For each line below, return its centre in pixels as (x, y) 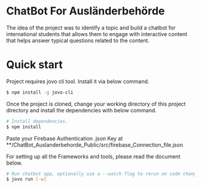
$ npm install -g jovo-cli (40, 92)
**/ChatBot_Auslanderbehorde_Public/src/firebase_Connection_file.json (95, 145)
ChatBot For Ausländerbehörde (86, 11)
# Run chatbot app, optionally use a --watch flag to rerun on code (93, 174)
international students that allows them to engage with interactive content (97, 34)
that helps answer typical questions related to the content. (78, 40)
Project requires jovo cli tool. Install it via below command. (78, 81)
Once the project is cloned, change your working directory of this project (96, 104)
